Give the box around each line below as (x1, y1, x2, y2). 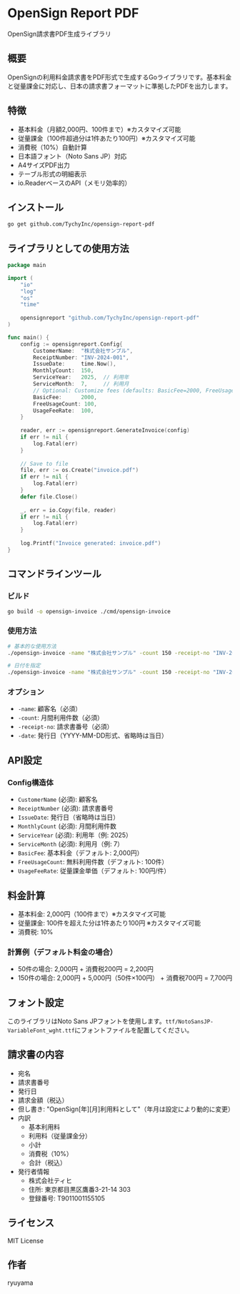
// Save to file (20, 460, 69, 467)
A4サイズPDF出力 (17, 161, 70, 169)
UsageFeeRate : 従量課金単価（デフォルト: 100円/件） (17, 866, 171, 876)
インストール (7, 201, 64, 214)
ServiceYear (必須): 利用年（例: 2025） (17, 831, 132, 840)
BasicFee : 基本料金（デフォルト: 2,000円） (17, 848, 144, 858)
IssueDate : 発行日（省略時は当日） (17, 813, 120, 822)
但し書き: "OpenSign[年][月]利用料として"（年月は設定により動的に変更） (17, 1105, 234, 1113)
